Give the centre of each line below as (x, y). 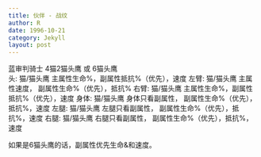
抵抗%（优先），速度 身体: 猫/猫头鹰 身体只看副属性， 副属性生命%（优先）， (132, 98)
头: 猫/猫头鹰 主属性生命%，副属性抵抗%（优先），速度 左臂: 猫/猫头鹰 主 (127, 78)
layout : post (30, 45)
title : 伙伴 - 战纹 (38, 15)
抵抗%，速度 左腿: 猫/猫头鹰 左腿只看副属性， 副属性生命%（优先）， (120, 109)
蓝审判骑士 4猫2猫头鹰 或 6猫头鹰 (63, 69)
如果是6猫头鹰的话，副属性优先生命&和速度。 (82, 145)
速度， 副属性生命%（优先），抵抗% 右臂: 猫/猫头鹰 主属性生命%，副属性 (134, 89)
